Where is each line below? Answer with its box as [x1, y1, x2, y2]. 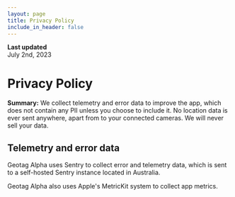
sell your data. [7, 121, 49, 130]
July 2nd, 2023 [7, 50, 52, 59]
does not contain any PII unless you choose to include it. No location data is [7, 106, 228, 115]
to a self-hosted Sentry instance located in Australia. [7, 168, 161, 177]
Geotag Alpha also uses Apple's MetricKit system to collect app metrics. [7, 182, 218, 191]
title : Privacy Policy [7, 17, 74, 24]
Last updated [7, 43, 47, 52]
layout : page [7, 10, 46, 18]
